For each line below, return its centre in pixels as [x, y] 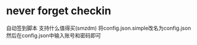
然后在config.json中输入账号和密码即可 [54, 35]
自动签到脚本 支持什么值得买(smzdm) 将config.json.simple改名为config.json [99, 28]
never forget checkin [59, 11]
